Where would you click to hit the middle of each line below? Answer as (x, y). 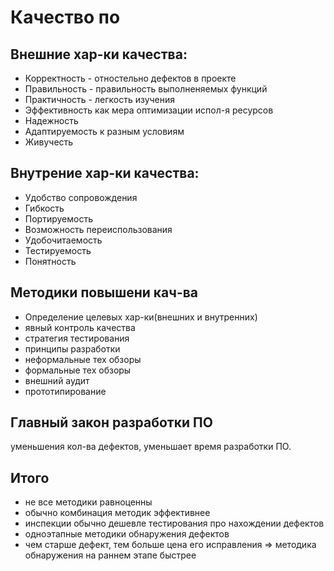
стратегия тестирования (77, 338)
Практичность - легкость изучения (100, 99)
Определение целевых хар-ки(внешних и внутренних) (141, 317)
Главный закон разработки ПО (111, 422)
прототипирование (65, 391)
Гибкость (44, 208)
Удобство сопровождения (81, 197)
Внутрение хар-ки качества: (105, 173)
